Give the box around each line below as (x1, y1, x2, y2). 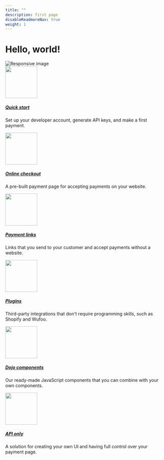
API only (5, 430, 24, 437)
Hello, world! (5, 44, 61, 55)
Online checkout (5, 171, 41, 177)
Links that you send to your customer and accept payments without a (5, 245, 151, 251)
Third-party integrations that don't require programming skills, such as (5, 311, 153, 317)
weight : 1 (5, 21, 26, 27)
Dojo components (5, 364, 44, 370)
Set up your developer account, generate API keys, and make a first (5, 117, 147, 123)
